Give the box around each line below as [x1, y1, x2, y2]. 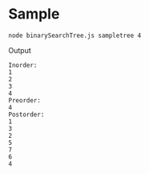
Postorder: [8, 110, 45, 118]
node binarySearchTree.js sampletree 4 [8, 31, 142, 39]
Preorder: [8, 96, 42, 105]
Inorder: [8, 61, 38, 69]
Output [8, 45, 31, 55]
